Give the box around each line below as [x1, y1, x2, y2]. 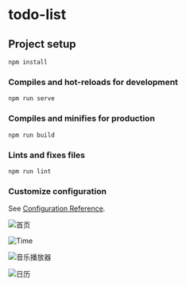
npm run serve [8, 95, 56, 102]
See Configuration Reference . [8, 204, 106, 214]
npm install [8, 58, 48, 66]
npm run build [8, 131, 56, 139]
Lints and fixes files [8, 149, 86, 160]
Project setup [8, 37, 77, 51]
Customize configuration [8, 185, 107, 196]
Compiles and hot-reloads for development [8, 76, 179, 87]
